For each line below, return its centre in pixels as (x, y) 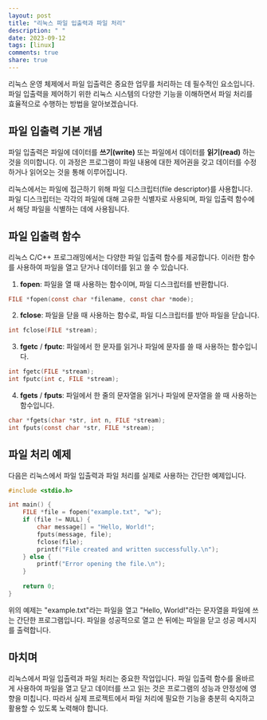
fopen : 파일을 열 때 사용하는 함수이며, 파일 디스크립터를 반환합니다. (124, 284)
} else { (37, 557)
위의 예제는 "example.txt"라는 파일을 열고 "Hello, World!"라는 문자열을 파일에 (130, 610)
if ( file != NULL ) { (57, 520)
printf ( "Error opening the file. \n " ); (101, 564)
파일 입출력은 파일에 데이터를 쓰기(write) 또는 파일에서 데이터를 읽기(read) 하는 (132, 151)
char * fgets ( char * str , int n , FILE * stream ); (87, 420)
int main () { (30, 505)
